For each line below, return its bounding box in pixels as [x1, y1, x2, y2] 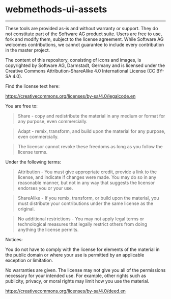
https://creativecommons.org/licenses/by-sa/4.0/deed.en [5, 288, 126, 294]
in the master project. [5, 47, 50, 53]
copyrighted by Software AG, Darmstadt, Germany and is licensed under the [5, 62, 165, 68]
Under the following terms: [5, 158, 62, 165]
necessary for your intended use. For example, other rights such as [5, 272, 147, 279]
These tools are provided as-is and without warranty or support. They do [5, 25, 158, 31]
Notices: [5, 236, 23, 242]
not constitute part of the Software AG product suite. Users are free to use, [5, 31, 162, 37]
